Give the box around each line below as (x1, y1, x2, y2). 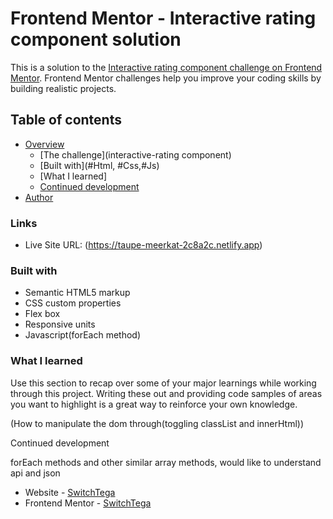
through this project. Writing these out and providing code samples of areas (10, 387, 323, 399)
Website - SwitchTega (24, 486, 116, 498)
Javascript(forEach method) (24, 329, 142, 341)
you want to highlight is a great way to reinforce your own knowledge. (10, 398, 298, 410)
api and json (10, 467, 61, 479)
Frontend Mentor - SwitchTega (24, 497, 152, 509)
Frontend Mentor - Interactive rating (10, 7, 317, 30)
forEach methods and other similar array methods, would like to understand (10, 456, 322, 468)
